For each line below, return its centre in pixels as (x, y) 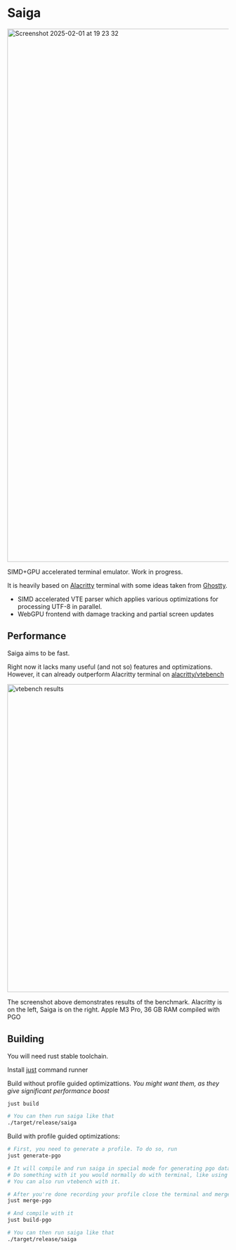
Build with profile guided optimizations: (64, 1136)
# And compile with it (40, 1213)
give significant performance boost (58, 1091)
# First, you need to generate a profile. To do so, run (92, 1149)
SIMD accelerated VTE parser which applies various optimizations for (118, 599)
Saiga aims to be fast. (39, 653)
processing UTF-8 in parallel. (60, 606)
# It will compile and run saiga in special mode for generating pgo (111, 1168)
